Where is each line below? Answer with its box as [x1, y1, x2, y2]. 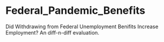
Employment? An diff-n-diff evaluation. [5, 29, 99, 36]
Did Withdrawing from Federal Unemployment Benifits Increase [5, 23, 159, 30]
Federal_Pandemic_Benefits [5, 4, 145, 17]
